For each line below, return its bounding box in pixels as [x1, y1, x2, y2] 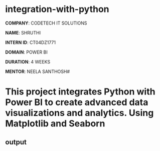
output [5, 137, 27, 146]
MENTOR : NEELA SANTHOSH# [5, 68, 70, 74]
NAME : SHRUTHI [5, 29, 41, 35]
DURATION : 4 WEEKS [5, 58, 51, 64]
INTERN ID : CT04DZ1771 [5, 39, 56, 45]
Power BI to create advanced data [5, 96, 148, 108]
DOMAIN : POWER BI [5, 49, 48, 55]
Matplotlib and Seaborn [5, 118, 105, 129]
